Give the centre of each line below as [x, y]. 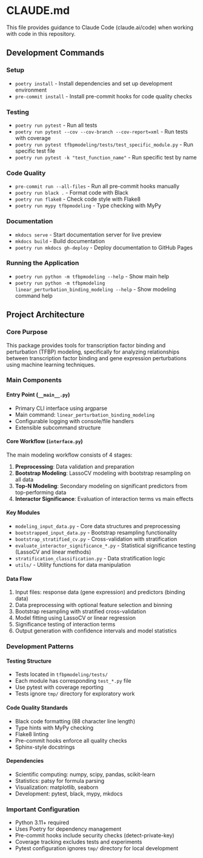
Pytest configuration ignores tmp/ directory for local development [97, 848]
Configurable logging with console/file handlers [75, 421]
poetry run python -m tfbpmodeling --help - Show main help [92, 276]
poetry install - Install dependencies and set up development [94, 83]
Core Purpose [27, 332]
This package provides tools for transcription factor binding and [86, 345]
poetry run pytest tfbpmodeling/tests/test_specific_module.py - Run [104, 144]
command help [34, 295]
